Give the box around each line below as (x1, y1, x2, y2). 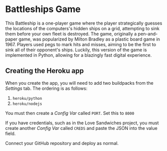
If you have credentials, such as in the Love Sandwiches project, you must (5, 119, 159, 126)
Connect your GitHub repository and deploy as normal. (5, 140, 119, 146)
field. (5, 130, 16, 136)
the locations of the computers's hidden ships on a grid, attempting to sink (5, 25, 160, 31)
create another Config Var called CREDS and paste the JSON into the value (5, 125, 157, 131)
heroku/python (12, 96, 42, 101)
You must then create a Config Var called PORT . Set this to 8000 (5, 110, 134, 116)
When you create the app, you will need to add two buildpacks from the (5, 80, 153, 86)
